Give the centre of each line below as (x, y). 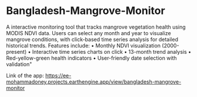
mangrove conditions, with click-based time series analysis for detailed (92, 39)
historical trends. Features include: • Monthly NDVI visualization (83, 46)
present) (16, 51)
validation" (19, 64)
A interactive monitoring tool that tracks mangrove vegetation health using (96, 27)
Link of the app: (25, 75)
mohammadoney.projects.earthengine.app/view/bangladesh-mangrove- (94, 82)
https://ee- (58, 75)
